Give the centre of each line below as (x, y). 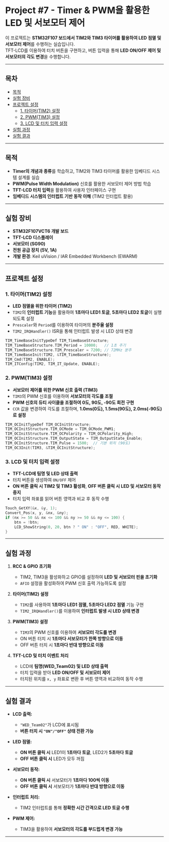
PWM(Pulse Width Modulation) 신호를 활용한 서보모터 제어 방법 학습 (82, 184)
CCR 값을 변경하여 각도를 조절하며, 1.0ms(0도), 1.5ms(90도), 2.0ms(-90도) (87, 408)
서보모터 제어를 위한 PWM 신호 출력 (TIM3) (55, 390)
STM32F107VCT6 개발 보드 (40, 231)
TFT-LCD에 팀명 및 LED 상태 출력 (45, 474)
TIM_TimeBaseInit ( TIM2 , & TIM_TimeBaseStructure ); (58, 355)
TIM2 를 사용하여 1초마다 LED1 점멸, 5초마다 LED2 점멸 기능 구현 (82, 605)
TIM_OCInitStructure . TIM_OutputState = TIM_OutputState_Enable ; (74, 439)
